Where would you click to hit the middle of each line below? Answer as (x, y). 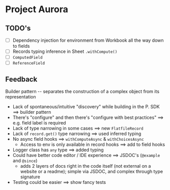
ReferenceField (29, 64)
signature (30, 177)
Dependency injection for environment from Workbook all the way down (88, 40)
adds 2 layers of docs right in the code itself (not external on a (86, 166)
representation (21, 97)
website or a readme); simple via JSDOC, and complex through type (92, 172)
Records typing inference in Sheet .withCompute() (65, 51)
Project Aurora (37, 9)
